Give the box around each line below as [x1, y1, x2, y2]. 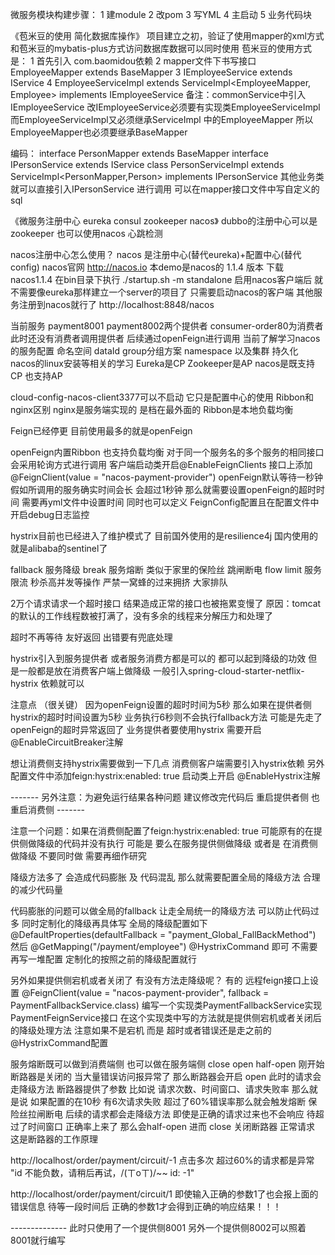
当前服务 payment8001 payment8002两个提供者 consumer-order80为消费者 [10, 320, 324, 332]
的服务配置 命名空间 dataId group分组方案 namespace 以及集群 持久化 [10, 345, 299, 357]
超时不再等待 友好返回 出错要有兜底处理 [10, 631, 173, 643]
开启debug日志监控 [10, 509, 90, 520]
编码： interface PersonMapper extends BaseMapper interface [10, 148, 269, 159]
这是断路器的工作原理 [10, 1133, 98, 1145]
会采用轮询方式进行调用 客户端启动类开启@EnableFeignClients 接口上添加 [10, 459, 313, 470]
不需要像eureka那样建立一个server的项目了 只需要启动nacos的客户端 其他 [10, 286, 315, 298]
